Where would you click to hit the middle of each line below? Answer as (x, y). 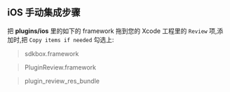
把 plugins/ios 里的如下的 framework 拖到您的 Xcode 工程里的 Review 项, (112, 31)
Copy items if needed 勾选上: (72, 39)
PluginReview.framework (60, 67)
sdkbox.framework (52, 53)
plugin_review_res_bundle (62, 81)
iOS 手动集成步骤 (44, 13)
